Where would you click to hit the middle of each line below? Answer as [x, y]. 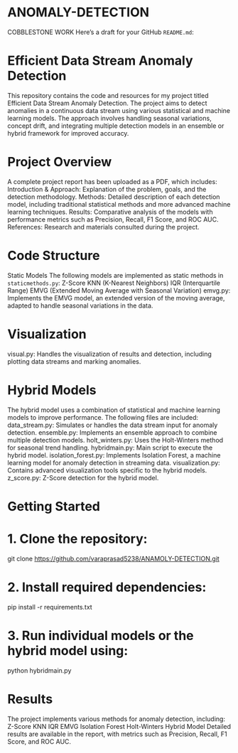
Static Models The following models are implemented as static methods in [115, 275]
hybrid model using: [68, 650]
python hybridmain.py [39, 670]
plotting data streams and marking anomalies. [74, 361]
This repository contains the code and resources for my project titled [108, 95]
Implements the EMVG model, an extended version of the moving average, [116, 298]
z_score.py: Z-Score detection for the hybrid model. [83, 477]
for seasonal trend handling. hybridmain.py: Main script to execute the [110, 448]
